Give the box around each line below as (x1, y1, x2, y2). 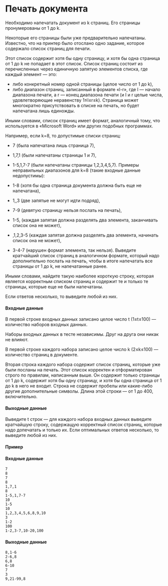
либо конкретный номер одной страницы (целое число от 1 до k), (12, 81, 153, 87)
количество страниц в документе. (5, 352, 79, 358)
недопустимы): (12, 172, 45, 179)
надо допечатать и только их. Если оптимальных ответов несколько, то (5, 427, 159, 433)
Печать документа (5, 3, 88, 15)
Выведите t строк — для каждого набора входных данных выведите (5, 416, 152, 422)
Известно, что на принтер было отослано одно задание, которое (5, 40, 144, 46)
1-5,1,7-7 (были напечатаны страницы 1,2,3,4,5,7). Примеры (12, 162, 139, 168)
